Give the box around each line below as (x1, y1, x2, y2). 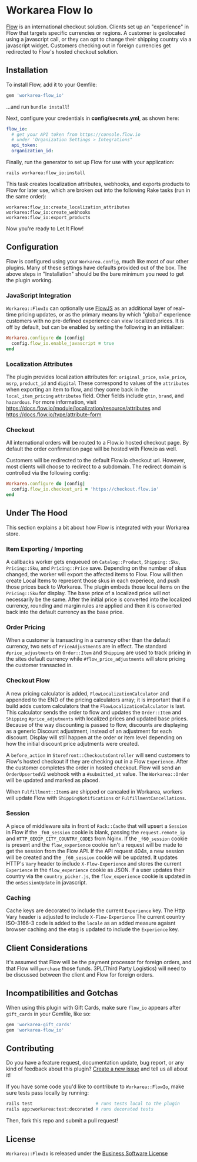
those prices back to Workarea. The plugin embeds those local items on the (6, 583, 190, 590)
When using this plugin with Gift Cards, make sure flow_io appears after (6, 1004, 181, 1011)
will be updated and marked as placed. (6, 776, 100, 784)
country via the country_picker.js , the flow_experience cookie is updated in (6, 872, 191, 880)
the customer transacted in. (6, 662, 74, 669)
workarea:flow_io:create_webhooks (6, 210, 91, 216)
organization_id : (11, 148, 54, 154)
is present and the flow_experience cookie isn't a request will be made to (6, 841, 183, 848)
